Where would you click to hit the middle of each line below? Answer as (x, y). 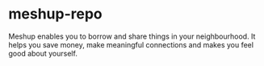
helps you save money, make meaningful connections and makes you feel (131, 44)
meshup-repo (55, 14)
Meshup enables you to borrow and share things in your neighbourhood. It (132, 36)
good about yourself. (43, 53)
